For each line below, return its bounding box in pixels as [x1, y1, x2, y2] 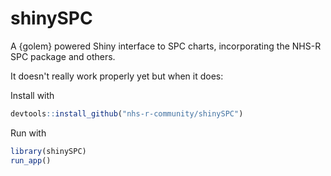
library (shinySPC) [10, 146, 87, 156]
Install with [10, 89, 55, 101]
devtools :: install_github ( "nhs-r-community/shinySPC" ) [10, 108, 244, 119]
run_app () [10, 155, 52, 166]
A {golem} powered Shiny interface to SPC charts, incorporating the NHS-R [10, 40, 322, 52]
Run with [10, 127, 47, 139]
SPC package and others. [10, 50, 116, 62]
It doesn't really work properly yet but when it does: [10, 70, 224, 82]
